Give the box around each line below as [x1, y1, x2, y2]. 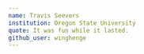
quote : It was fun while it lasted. [8, 26, 129, 34]
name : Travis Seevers [8, 11, 80, 20]
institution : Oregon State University [8, 19, 136, 27]
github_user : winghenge [8, 33, 87, 42]
